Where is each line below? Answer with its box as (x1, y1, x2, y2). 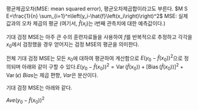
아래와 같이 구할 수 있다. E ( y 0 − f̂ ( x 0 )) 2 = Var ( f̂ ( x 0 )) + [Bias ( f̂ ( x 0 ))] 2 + (21, 62, 184, 72)
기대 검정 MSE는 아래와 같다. (6, 84, 73, 91)
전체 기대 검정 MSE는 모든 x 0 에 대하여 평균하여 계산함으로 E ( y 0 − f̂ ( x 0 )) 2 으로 (6, 54, 183, 63)
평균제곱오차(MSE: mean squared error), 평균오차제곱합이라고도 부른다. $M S (6, 5, 188, 12)
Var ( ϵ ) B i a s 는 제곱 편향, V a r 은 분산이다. (6, 71, 99, 78)
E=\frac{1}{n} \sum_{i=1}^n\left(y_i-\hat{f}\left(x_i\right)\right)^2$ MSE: (6, 12, 177, 19)
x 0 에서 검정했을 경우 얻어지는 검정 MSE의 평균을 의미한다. (6, 41, 140, 49)
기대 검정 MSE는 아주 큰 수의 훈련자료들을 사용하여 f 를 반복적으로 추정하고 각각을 (6, 33, 193, 40)
